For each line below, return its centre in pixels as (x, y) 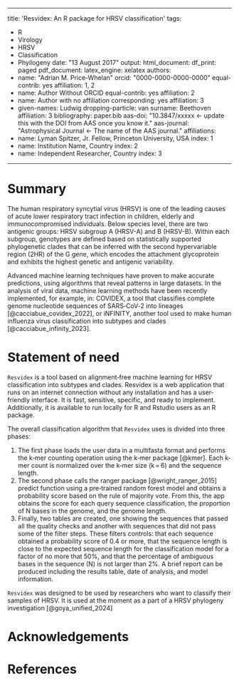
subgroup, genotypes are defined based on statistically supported (104, 239)
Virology (30, 40)
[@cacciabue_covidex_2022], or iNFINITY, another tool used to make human (119, 313)
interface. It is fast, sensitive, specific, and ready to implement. (123, 399)
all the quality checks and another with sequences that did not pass (117, 526)
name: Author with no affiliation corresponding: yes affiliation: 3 (111, 100)
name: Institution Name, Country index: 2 (78, 146)
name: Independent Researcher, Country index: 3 (90, 153)
